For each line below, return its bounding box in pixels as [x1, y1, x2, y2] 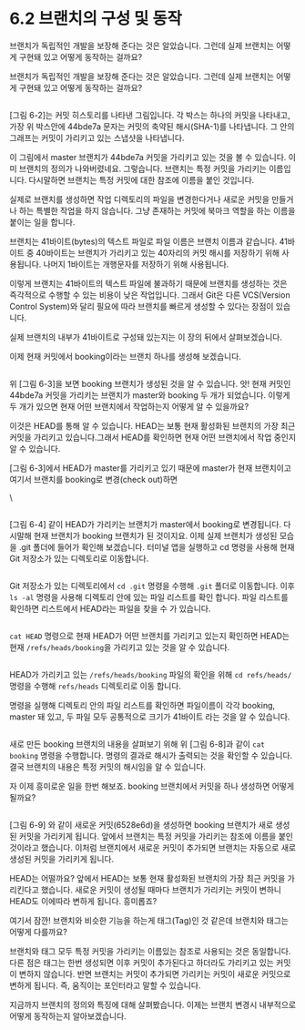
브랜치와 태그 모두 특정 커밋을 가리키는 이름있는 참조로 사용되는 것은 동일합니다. [9, 945, 291, 956]
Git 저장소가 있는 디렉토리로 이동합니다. [9, 553, 149, 564]
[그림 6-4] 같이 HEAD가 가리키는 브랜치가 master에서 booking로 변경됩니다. [9, 518, 282, 529]
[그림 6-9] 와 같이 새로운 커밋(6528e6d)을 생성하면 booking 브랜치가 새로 [9, 819, 274, 830]
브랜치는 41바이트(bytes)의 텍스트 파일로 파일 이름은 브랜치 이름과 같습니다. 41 [9, 236, 289, 247]
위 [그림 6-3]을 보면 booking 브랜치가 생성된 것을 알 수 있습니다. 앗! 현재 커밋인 [9, 378, 291, 389]
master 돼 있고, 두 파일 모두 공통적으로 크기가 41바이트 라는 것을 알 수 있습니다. [9, 711, 290, 722]
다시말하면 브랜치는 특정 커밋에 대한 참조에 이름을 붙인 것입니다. [28, 174, 255, 185]
